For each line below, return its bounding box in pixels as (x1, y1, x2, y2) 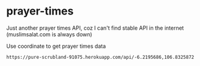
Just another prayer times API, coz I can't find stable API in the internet (6, 24, 184, 31)
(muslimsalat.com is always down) (6, 30, 92, 38)
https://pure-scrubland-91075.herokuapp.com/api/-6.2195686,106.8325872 (6, 54, 195, 60)
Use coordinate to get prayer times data (6, 42, 106, 50)
